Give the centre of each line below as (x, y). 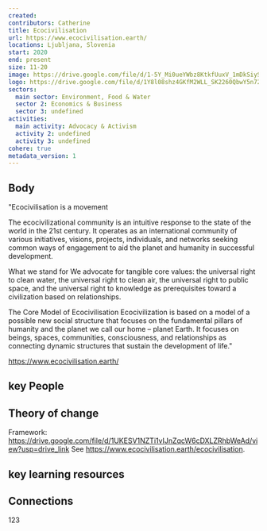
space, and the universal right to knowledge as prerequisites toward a (122, 289)
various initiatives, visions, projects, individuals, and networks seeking (123, 240)
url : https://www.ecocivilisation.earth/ (78, 38)
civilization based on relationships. (65, 297)
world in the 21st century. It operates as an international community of (123, 231)
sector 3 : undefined (49, 112)
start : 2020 (28, 52)
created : (23, 15)
